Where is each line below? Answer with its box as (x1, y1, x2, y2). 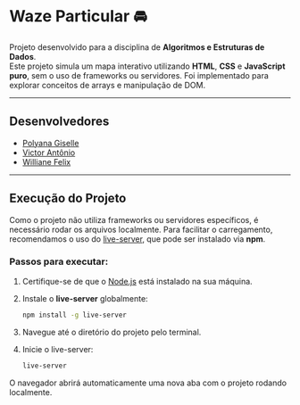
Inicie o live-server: (21, 343, 94, 354)
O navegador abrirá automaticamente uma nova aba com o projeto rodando (9, 377, 287, 388)
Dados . (9, 51, 37, 62)
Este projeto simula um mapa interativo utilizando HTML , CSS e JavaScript (9, 61, 286, 71)
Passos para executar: (9, 255, 109, 268)
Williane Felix (21, 156, 71, 167)
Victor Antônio (21, 147, 76, 158)
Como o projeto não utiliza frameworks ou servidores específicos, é (9, 214, 259, 225)
